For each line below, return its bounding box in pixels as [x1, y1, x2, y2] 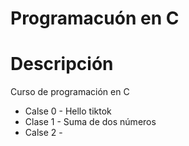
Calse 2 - [24, 127, 63, 139]
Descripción [10, 53, 114, 76]
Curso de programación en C [10, 86, 130, 98]
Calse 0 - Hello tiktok [24, 105, 112, 117]
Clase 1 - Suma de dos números [24, 116, 157, 128]
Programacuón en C [10, 7, 180, 30]
